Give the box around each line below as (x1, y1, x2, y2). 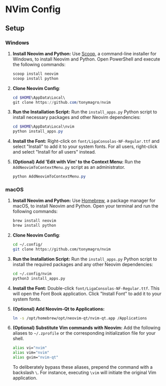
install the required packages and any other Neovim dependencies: (12, 261, 153, 268)
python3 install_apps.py (12, 276, 65, 281)
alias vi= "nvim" (12, 345, 47, 350)
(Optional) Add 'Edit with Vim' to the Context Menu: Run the (12, 159, 141, 165)
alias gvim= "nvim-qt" (12, 355, 58, 360)
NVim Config (5, 4, 61, 15)
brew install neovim (12, 218, 56, 223)
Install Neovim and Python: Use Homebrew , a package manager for (12, 197, 156, 204)
